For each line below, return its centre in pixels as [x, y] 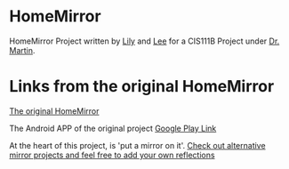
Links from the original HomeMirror [142, 87]
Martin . [22, 50]
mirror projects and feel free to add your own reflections [112, 155]
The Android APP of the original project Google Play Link [113, 128]
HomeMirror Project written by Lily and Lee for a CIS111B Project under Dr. [144, 41]
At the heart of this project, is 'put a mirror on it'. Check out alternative [137, 145]
